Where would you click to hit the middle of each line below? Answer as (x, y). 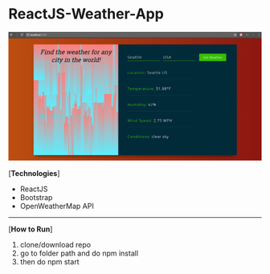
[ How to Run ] (31, 229)
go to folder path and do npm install (79, 253)
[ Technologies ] (34, 174)
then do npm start (49, 262)
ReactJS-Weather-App (86, 14)
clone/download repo (55, 245)
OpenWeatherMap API (57, 207)
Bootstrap (36, 198)
